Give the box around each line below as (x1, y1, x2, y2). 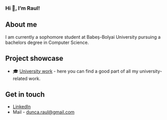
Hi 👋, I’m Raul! (5, 5, 40, 12)
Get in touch (5, 90, 45, 99)
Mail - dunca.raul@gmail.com (12, 109, 75, 115)
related (12, 75, 28, 81)
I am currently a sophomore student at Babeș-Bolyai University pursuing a (5, 34, 161, 40)
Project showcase (5, 54, 64, 63)
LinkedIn (12, 104, 31, 110)
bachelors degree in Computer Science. (5, 39, 89, 45)
